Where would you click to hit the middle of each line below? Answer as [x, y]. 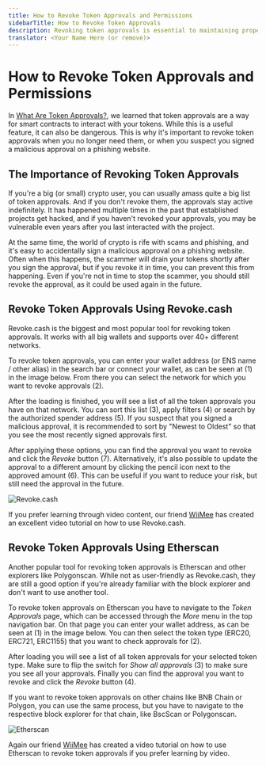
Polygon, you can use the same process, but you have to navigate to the [126, 705]
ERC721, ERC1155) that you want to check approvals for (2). [105, 641]
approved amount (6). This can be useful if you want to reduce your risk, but [133, 475]
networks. [25, 345]
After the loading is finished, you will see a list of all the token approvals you [132, 401]
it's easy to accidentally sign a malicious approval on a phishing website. [127, 251]
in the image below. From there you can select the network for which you [127, 377]
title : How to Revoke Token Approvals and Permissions [101, 15]
